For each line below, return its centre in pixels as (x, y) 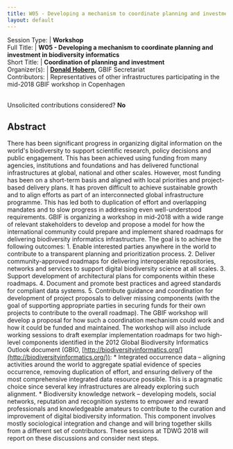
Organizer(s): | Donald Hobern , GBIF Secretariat (76, 69)
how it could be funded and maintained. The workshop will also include (109, 328)
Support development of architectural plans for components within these (111, 276)
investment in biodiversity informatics (63, 54)
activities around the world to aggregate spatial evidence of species (104, 364)
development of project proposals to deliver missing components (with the (114, 298)
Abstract (27, 127)
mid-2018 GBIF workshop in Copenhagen (66, 84)
